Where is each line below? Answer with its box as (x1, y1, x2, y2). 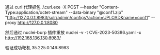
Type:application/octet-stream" (5, 10, 68, 15)
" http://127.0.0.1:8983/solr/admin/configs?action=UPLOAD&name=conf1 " (5, 15, 150, 20)
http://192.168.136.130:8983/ (5, 35, 61, 41)
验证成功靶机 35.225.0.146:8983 (5, 45, 69, 50)
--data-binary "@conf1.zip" (68, 10, 124, 15)
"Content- (99, 4, 119, 10)
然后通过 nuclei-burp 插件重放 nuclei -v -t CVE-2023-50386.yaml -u (5, 30, 142, 35)
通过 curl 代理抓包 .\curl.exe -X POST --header (5, 4, 98, 10)
